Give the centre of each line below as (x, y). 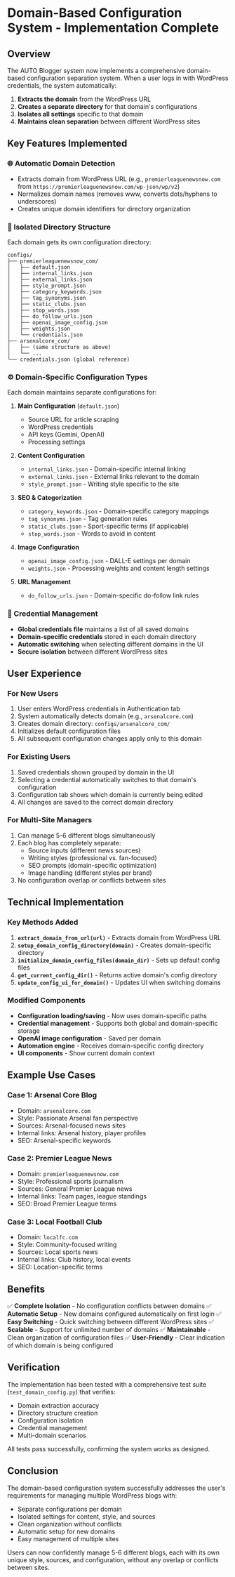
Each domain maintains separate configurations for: (82, 392)
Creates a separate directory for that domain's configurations (107, 106)
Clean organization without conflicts (69, 1524)
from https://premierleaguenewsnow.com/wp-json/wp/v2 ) (99, 186)
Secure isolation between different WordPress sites (93, 652)
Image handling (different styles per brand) (90, 873)
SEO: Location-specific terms (60, 1267)
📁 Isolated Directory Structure (59, 227)
